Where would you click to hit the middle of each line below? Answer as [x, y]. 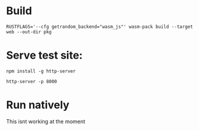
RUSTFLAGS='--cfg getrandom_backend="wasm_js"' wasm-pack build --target [100, 27]
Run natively [38, 105]
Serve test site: [44, 55]
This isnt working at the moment [46, 121]
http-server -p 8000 [32, 81]
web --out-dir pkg [29, 32]
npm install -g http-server [41, 71]
